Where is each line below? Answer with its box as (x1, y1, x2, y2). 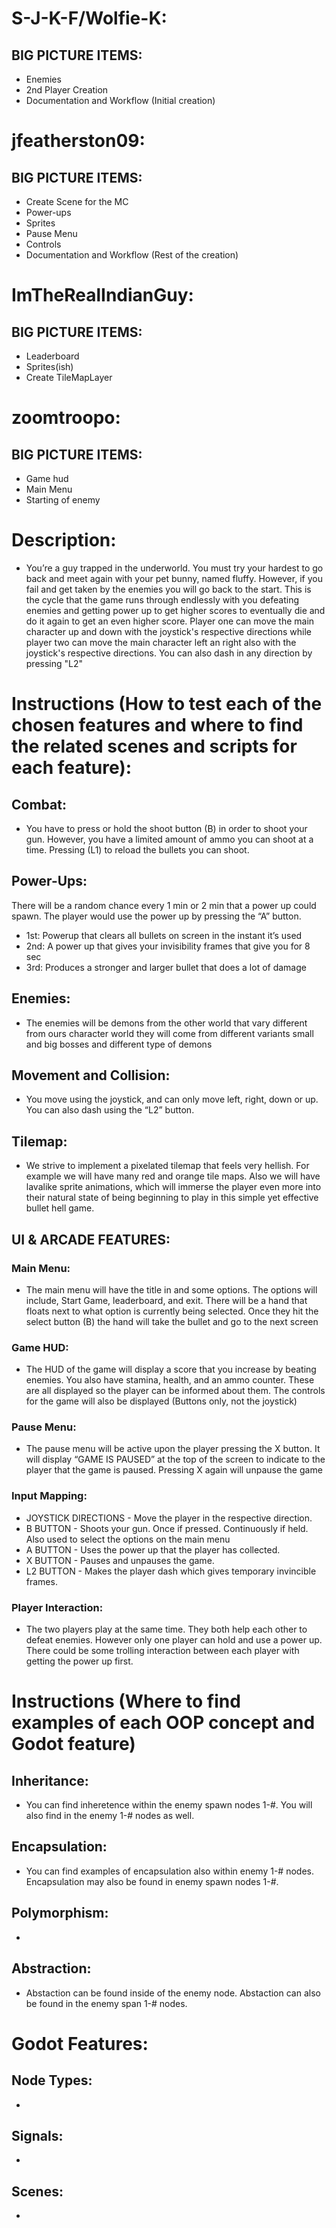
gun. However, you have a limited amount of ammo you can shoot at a (25, 833, 314, 845)
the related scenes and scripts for (11, 735, 298, 758)
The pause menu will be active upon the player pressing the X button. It (25, 1443, 321, 1455)
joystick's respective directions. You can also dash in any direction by (25, 647, 313, 659)
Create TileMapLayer (25, 372, 113, 383)
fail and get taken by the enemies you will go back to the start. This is (25, 583, 312, 595)
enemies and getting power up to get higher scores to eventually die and (25, 604, 326, 616)
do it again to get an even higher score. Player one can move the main (25, 615, 315, 627)
